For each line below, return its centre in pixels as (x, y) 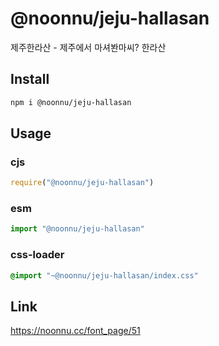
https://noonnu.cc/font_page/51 (75, 331)
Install (30, 79)
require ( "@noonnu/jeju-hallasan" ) (82, 183)
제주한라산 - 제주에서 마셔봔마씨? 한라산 (88, 47)
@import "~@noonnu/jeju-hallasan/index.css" (104, 275)
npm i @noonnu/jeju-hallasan (71, 102)
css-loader (37, 255)
